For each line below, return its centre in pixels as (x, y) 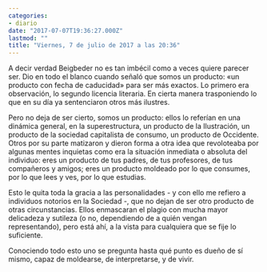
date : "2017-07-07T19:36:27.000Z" (66, 30)
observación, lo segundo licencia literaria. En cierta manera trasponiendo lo (133, 94)
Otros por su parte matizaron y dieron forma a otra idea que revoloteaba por (133, 143)
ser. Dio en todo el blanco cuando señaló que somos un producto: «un (124, 77)
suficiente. (26, 235)
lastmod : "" (28, 38)
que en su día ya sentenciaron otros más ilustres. (89, 102)
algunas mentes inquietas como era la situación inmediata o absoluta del (128, 152)
